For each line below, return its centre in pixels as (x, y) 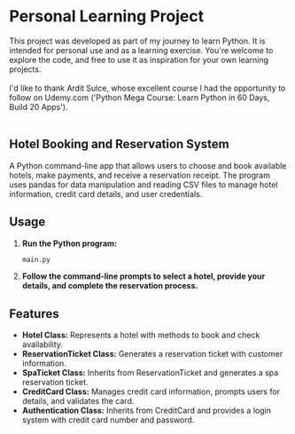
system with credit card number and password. (108, 420)
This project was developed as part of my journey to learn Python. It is (137, 41)
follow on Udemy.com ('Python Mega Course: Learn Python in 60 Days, (140, 97)
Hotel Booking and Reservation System (119, 144)
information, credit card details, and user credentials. (106, 193)
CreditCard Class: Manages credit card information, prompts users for (151, 391)
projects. (25, 69)
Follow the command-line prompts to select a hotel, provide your (144, 276)
